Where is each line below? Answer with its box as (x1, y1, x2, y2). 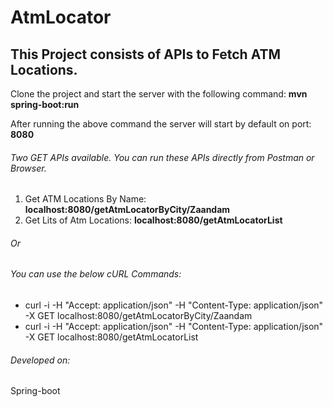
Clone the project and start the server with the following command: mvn (10, 88, 308, 100)
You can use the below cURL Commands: (10, 268, 182, 280)
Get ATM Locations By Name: (24, 193, 147, 205)
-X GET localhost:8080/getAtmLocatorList (24, 331, 199, 343)
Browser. (10, 162, 47, 174)
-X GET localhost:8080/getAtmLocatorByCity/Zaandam (24, 310, 253, 322)
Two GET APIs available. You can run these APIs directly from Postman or (10, 151, 315, 163)
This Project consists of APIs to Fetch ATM (10, 46, 282, 63)
